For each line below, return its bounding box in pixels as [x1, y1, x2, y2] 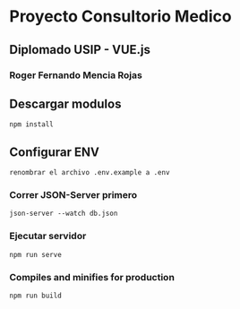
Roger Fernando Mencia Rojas [9, 69, 143, 82]
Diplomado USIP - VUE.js [9, 42, 150, 57]
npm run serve [9, 250, 63, 259]
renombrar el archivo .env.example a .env [9, 168, 170, 177]
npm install [9, 120, 54, 129]
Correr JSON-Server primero [9, 189, 138, 202]
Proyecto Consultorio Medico [9, 6, 232, 27]
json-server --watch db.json [9, 209, 118, 219]
